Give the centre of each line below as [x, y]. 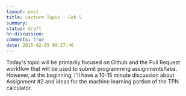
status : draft [24, 28]
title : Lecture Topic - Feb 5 [44, 17]
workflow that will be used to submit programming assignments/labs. [92, 68]
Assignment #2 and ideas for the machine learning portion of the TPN [93, 81]
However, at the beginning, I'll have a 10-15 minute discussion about [90, 75]
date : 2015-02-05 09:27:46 [40, 46]
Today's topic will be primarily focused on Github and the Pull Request [93, 62]
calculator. [19, 88]
